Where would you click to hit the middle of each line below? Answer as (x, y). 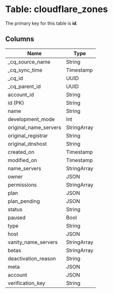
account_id (21, 94)
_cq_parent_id (24, 86)
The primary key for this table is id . (42, 23)
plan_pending (24, 201)
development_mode (31, 119)
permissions (22, 185)
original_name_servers (35, 127)
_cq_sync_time (25, 70)
